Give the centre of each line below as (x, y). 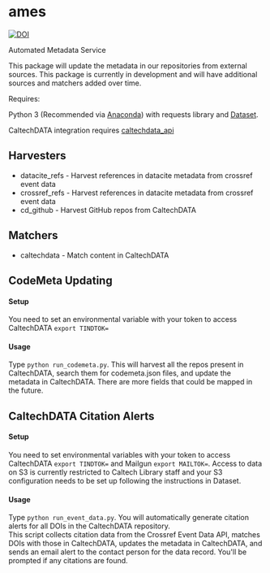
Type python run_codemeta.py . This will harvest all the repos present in (126, 365)
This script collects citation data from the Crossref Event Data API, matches (135, 535)
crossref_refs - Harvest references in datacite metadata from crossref (137, 193)
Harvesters (37, 156)
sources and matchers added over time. (75, 83)
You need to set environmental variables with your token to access (120, 454)
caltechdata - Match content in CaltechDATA (94, 255)
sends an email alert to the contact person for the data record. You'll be (128, 552)
